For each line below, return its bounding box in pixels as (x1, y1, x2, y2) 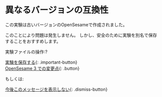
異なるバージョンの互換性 (5, 4, 109, 16)
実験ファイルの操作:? (5, 49, 48, 55)
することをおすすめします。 (5, 38, 61, 44)
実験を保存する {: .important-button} (5, 59, 78, 65)
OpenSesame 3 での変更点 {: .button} (5, 65, 80, 71)
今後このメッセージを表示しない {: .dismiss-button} (5, 86, 108, 92)
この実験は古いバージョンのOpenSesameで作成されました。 (5, 22, 128, 28)
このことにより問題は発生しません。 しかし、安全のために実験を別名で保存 (5, 32, 158, 38)
